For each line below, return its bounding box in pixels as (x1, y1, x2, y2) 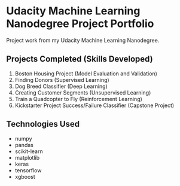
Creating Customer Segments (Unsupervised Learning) (14, 89, 151, 96)
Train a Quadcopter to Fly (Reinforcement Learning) (14, 95, 142, 102)
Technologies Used (6, 119, 80, 129)
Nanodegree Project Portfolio (6, 17, 154, 31)
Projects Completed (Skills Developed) (6, 54, 154, 64)
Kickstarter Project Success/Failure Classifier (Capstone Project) (14, 102, 175, 109)
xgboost (14, 173, 36, 180)
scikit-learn (14, 148, 43, 155)
